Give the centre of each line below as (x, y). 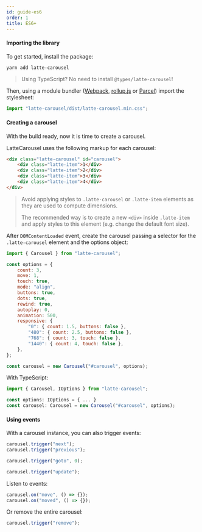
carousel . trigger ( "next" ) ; (40, 444)
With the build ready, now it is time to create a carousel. (76, 136)
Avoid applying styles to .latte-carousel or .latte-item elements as (107, 199)
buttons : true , (37, 293)
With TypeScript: (27, 378)
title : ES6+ (21, 23)
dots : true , (32, 298)
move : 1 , (28, 276)
